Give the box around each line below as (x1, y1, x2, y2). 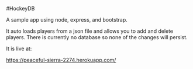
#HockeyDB (6, 5, 35, 12)
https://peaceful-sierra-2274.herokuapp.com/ (6, 57, 116, 63)
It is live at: (6, 45, 32, 52)
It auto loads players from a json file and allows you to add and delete (6, 27, 174, 34)
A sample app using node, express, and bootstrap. (6, 16, 127, 23)
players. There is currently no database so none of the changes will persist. (6, 34, 188, 40)
